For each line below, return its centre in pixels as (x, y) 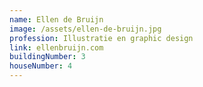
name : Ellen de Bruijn (56, 19)
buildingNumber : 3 (47, 57)
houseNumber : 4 (41, 66)
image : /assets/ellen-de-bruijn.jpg (85, 29)
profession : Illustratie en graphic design (101, 38)
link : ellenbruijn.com (56, 47)
